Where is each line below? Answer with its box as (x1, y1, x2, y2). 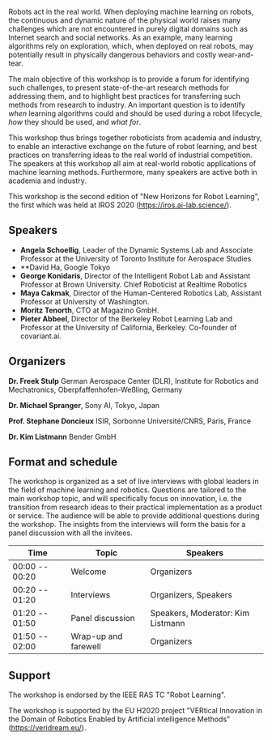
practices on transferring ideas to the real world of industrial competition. (8, 150, 253, 159)
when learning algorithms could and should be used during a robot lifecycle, (8, 108, 263, 118)
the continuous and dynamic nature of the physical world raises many (8, 15, 241, 25)
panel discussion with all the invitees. (8, 528, 133, 538)
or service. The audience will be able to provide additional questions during (8, 511, 260, 521)
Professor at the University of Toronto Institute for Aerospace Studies (19, 253, 252, 263)
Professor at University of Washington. (19, 296, 150, 306)
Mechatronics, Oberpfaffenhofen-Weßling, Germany (8, 385, 183, 394)
